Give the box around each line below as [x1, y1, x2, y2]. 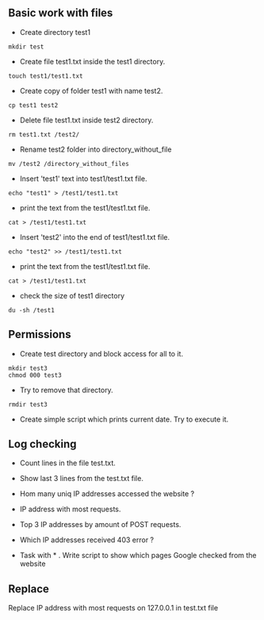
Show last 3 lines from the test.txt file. [19, 474, 144, 483]
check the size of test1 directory [19, 291, 125, 300]
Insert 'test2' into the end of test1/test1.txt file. [19, 232, 170, 241]
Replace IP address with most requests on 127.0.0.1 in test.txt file [8, 603, 219, 613]
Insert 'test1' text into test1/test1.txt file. [19, 174, 147, 183]
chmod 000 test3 [8, 371, 62, 379]
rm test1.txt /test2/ [8, 130, 80, 138]
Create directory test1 [19, 27, 91, 37]
